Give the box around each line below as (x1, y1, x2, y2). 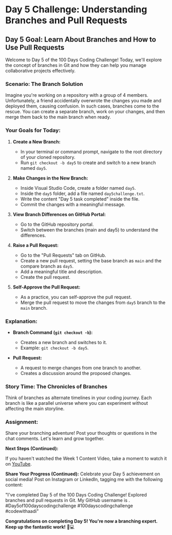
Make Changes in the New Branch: (12, 175, 88, 181)
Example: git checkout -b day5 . (20, 345, 89, 351)
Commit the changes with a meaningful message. (20, 201, 126, 207)
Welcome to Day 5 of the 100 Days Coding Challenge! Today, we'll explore (5, 57, 162, 63)
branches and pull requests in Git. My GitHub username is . (5, 497, 130, 504)
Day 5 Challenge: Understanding (5, 4, 147, 15)
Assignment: (5, 418, 39, 425)
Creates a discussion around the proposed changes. (20, 370, 132, 376)
